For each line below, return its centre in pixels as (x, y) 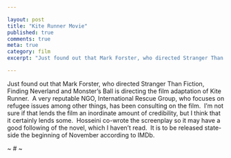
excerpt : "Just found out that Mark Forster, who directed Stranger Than (115, 58)
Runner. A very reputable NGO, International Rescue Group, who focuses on (116, 98)
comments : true (29, 39)
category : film (29, 52)
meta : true (23, 46)
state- (213, 128)
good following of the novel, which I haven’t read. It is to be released (105, 128)
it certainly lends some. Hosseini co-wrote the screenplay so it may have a (114, 120)
